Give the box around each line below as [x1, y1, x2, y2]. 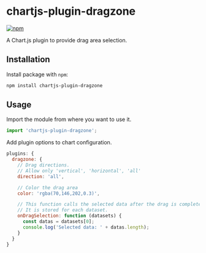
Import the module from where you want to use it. [6, 115, 132, 123]
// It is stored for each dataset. [17, 207, 109, 213]
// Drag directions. [17, 162, 70, 168]
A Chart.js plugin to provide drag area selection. [6, 36, 128, 44]
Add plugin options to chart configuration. [6, 139, 112, 146]
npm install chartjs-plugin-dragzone [6, 82, 103, 88]
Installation [6, 54, 50, 65]
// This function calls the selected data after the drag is [17, 201, 177, 208]
